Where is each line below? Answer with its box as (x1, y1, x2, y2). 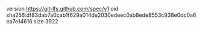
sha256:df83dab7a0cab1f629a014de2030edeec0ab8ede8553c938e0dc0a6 (6, 11, 197, 19)
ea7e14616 (6, 18, 33, 25)
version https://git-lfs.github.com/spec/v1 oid (6, 5, 119, 12)
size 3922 (33, 18, 58, 25)
